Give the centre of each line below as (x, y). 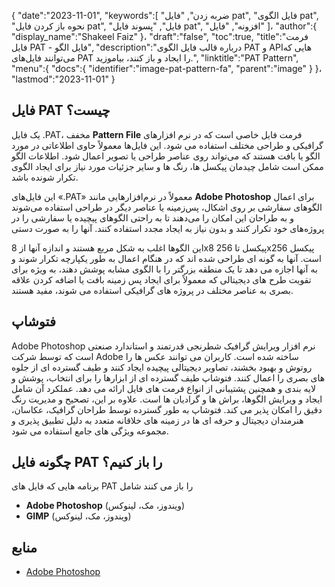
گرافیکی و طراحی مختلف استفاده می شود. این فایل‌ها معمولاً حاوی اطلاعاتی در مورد (167, 145)
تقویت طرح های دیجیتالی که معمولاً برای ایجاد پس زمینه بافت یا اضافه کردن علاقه (161, 279)
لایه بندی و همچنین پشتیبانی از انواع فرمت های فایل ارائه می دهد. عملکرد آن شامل (163, 388)
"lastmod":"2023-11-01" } (63, 79)
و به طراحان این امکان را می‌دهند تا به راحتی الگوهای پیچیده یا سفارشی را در (152, 217)
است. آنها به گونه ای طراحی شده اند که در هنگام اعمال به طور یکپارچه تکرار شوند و (166, 258)
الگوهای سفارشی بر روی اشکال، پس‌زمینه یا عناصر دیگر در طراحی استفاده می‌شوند (167, 207)
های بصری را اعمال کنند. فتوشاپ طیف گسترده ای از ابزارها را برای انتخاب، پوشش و (168, 377)
